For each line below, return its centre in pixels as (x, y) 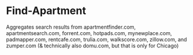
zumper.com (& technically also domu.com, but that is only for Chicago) (92, 46)
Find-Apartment (46, 11)
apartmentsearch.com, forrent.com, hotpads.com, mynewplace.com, (89, 33)
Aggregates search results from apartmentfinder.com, (71, 27)
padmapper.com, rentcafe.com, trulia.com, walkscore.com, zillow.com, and (96, 39)
